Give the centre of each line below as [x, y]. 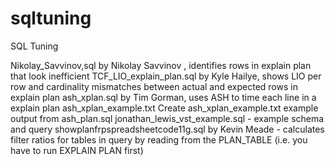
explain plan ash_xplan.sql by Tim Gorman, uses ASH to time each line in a [163, 97]
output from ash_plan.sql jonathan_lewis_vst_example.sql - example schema [167, 118]
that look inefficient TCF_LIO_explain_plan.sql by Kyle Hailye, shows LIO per [166, 76]
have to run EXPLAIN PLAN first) [77, 150]
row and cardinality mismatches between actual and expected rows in [154, 86]
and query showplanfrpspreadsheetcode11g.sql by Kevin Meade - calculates [167, 129]
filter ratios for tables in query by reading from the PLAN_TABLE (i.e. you [159, 139]
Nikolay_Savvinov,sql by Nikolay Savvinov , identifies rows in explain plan [161, 65]
